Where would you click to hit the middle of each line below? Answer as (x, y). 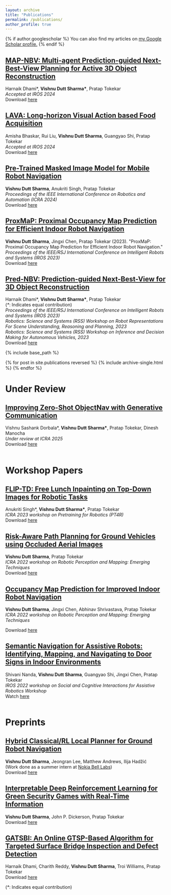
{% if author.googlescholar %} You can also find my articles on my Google (83, 39)
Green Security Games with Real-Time (67, 797)
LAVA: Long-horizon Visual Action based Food (81, 116)
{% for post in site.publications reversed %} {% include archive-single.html (84, 363)
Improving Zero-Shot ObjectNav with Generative (84, 407)
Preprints (26, 722)
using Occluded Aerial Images (54, 544)
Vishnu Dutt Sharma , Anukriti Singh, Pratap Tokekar (60, 188)
